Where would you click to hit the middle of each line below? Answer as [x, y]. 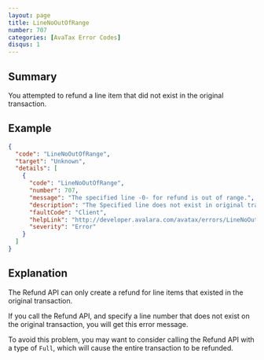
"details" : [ [37, 169]
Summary [33, 77]
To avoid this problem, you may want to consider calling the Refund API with [132, 340]
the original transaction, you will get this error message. [98, 324]
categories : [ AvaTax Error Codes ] [65, 37]
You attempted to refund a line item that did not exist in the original [116, 95]
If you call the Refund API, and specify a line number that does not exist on [129, 316]
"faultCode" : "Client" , [68, 212]
